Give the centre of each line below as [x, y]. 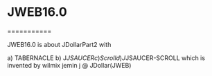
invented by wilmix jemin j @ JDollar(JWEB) [69, 65]
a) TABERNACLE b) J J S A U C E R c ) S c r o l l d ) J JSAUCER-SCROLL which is [106, 58]
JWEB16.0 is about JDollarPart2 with [59, 44]
